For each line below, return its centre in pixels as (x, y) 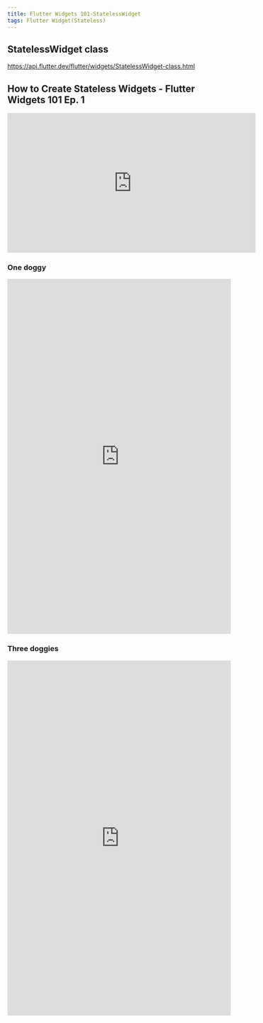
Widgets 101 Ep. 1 (46, 100)
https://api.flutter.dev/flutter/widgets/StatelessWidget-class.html (101, 66)
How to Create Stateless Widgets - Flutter (101, 88)
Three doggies (33, 649)
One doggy (27, 268)
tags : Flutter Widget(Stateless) (57, 21)
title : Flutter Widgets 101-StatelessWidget (74, 14)
